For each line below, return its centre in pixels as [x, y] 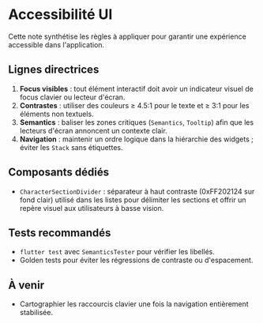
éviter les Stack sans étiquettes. [71, 147]
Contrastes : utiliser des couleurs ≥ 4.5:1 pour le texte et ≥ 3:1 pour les [134, 105]
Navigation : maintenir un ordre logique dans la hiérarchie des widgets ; [137, 139]
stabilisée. [36, 313]
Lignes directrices [54, 70]
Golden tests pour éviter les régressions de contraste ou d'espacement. [136, 260]
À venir [26, 285]
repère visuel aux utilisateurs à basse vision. [92, 208]
